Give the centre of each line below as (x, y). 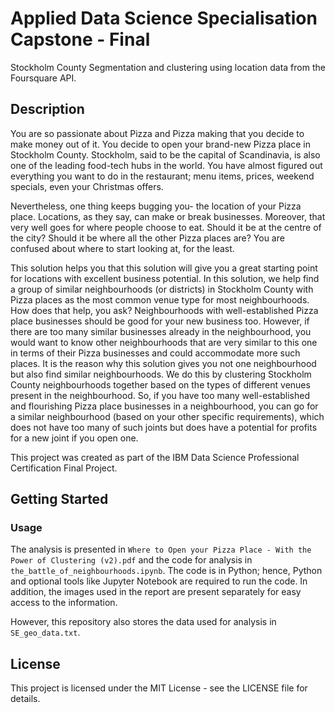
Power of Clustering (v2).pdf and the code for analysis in (131, 560)
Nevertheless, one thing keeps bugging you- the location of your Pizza (156, 206)
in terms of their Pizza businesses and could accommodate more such (155, 353)
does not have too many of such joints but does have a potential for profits (164, 427)
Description (47, 109)
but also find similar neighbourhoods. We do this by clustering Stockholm (161, 374)
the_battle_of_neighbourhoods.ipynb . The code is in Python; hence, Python (166, 571)
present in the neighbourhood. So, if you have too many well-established (160, 395)
